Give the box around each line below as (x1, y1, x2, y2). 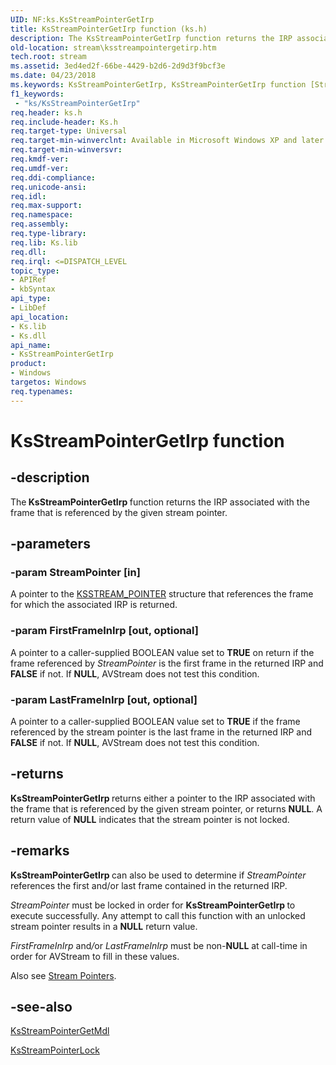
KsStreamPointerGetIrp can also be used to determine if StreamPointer (10, 869, 307, 881)
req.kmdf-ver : (10, 154, 70, 164)
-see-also (10, 998, 73, 1015)
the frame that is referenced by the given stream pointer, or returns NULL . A (10, 802, 323, 815)
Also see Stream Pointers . (10, 969, 117, 981)
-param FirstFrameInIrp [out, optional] (10, 624, 199, 638)
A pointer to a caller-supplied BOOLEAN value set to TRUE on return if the (10, 646, 315, 658)
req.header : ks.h (10, 107, 83, 118)
